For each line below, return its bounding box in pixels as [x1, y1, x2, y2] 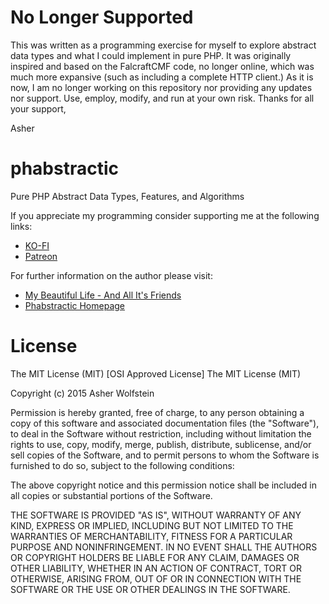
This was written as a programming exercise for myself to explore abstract [10, 39, 317, 51]
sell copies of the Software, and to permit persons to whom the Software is [10, 449, 320, 461]
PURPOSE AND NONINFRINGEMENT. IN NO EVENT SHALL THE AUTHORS [10, 541, 318, 553]
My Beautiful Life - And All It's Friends [24, 289, 182, 301]
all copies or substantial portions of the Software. [10, 489, 213, 501]
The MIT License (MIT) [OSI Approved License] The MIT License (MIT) [10, 367, 302, 380]
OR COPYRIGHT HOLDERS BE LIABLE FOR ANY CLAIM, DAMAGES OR [10, 551, 300, 563]
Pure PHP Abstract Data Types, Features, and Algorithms [10, 190, 245, 202]
